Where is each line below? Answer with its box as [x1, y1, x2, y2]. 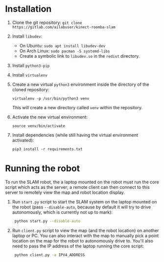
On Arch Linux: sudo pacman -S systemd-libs [19, 48, 110, 54]
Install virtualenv [12, 72, 48, 78]
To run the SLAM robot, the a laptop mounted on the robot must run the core [5, 179, 159, 185]
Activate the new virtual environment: [12, 114, 88, 120]
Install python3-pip [12, 62, 50, 68]
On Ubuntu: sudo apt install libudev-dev [19, 42, 106, 48]
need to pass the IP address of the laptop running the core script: [12, 243, 144, 249]
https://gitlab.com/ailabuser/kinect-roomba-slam [12, 24, 116, 30]
